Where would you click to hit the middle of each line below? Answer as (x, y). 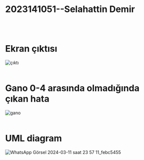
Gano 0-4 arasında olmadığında (72, 88)
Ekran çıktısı (31, 49)
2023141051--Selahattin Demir (70, 9)
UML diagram (34, 138)
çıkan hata (27, 99)
